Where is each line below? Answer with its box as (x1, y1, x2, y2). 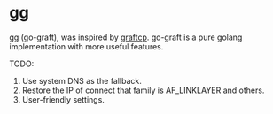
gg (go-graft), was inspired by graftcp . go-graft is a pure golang (9, 32, 243, 42)
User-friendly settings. (21, 94, 105, 104)
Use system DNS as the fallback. (21, 75, 142, 86)
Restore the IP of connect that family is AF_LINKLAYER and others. (21, 85, 265, 95)
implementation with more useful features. (9, 41, 164, 51)
